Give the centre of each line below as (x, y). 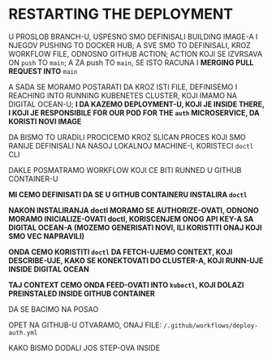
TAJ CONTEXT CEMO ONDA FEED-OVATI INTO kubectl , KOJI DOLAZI (126, 284)
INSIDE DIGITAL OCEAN (49, 269)
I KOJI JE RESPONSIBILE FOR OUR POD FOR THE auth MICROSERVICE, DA (134, 112)
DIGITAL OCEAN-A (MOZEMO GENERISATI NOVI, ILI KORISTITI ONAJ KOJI (135, 227)
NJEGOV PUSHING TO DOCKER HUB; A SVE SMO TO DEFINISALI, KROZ (130, 45)
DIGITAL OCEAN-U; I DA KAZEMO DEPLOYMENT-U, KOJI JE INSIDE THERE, (136, 104)
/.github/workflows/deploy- (211, 326)
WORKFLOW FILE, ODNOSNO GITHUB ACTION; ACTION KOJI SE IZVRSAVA (135, 54)
